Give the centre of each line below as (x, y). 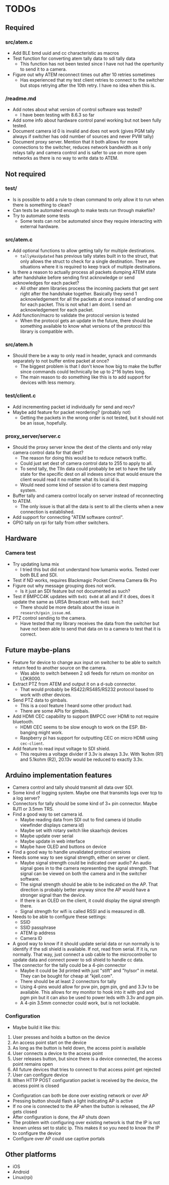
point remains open (33, 1064)
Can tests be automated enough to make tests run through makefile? (84, 210)
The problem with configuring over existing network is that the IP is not (86, 1122)
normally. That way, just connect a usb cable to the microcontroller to (84, 955)
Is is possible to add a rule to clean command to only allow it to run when (88, 199)
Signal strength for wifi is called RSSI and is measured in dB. (82, 912)
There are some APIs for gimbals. (55, 711)
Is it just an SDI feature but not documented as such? (75, 591)
